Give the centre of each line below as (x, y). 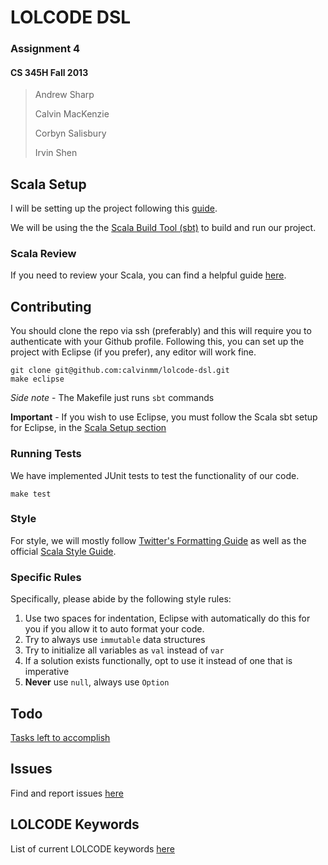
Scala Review (43, 254)
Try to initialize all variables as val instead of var (124, 650)
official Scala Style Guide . (63, 551)
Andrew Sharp (64, 95)
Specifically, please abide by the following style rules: (121, 599)
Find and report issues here (67, 793)
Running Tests (46, 454)
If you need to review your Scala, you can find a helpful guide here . (148, 275)
